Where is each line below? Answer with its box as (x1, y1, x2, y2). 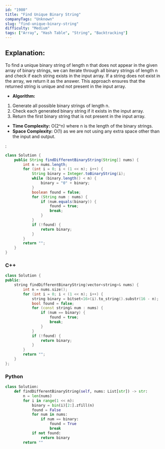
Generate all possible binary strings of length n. (12, 103, 110, 109)
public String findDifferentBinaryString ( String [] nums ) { (14, 157, 139, 162)
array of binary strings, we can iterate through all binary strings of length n (5, 67, 158, 73)
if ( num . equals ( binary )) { (40, 199, 97, 204)
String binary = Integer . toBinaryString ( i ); (31, 171, 126, 176)
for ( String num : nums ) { (31, 194, 88, 199)
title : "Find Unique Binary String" (5, 12, 81, 17)
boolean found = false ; (31, 190, 81, 195)
